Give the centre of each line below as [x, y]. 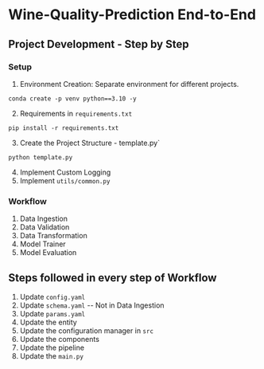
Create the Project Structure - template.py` [90, 143]
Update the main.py [51, 355]
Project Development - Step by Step [99, 44]
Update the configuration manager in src [86, 330]
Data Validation [45, 227]
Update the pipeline [52, 347]
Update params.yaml [52, 313]
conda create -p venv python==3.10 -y [72, 98]
